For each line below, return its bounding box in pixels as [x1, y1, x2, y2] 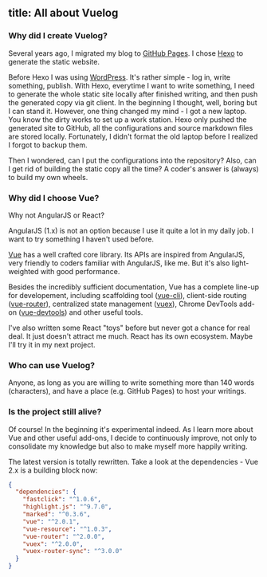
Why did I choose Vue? [8, 192, 100, 203]
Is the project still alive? [8, 406, 102, 418]
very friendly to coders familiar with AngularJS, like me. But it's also [8, 258, 230, 268]
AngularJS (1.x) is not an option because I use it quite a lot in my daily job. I [8, 226, 253, 235]
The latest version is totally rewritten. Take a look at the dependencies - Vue [8, 457, 259, 466]
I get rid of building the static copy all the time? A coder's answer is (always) [8, 163, 259, 174]
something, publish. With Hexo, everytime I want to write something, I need [8, 80, 255, 90]
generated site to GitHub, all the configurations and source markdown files [8, 123, 253, 132]
